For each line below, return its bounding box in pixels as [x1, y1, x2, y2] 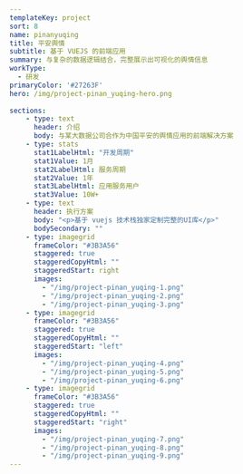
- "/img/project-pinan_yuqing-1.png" [42, 283, 184, 292]
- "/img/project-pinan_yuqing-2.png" [42, 291, 184, 300]
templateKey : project [9, 13, 92, 23]
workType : [9, 64, 47, 73]
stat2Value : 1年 [33, 173, 93, 182]
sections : [9, 106, 47, 115]
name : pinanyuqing [9, 30, 79, 39]
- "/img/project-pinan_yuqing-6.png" [42, 375, 184, 385]
